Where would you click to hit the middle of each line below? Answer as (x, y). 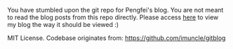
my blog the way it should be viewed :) (63, 24)
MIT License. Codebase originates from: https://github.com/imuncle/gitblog (116, 38)
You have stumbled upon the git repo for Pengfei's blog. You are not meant (115, 10)
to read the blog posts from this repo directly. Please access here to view (113, 17)
